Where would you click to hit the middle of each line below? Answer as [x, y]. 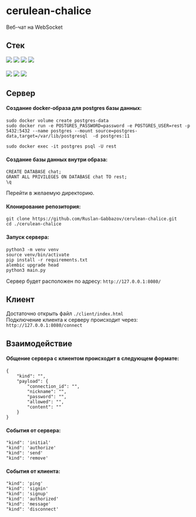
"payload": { [33, 381]
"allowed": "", [46, 402]
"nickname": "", [47, 391]
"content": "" [44, 407]
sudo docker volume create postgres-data [58, 121]
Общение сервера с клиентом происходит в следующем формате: [93, 358]
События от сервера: [33, 430]
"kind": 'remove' [27, 458]
